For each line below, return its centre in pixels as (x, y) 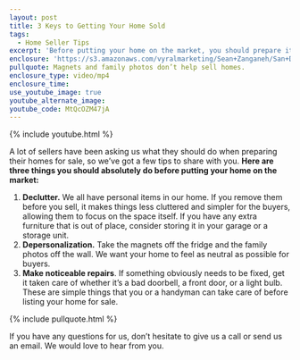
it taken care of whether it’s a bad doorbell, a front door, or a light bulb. (152, 283)
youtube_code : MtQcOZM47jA (59, 109)
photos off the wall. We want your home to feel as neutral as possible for (156, 255)
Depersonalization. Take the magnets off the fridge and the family (145, 245)
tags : (19, 34)
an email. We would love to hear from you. (87, 346)
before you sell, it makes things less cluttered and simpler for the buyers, (156, 207)
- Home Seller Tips (54, 42)
